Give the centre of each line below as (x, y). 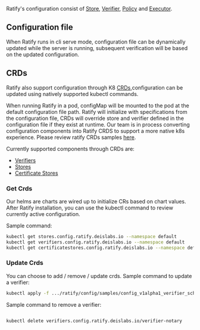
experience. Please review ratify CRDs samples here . (71, 137)
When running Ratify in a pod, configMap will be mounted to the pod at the (98, 105)
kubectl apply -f (28, 293)
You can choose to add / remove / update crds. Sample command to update (99, 276)
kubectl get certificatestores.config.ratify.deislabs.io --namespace (96, 248)
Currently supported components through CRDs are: (71, 149)
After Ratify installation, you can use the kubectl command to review (90, 208)
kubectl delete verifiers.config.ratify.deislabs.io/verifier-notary (94, 321)
